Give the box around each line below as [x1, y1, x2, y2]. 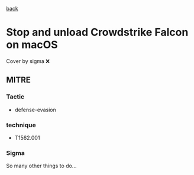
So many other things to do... [6, 162, 77, 170]
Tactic [6, 93, 25, 101]
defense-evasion [14, 106, 56, 113]
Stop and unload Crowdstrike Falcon [6, 26, 189, 39]
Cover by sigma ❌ [6, 57, 50, 64]
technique [6, 121, 37, 129]
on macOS [6, 38, 58, 52]
